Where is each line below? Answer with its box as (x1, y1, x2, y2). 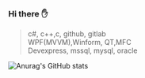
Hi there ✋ (8, 8, 48, 19)
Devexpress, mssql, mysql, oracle (27, 46, 138, 55)
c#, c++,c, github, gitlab (27, 29, 107, 39)
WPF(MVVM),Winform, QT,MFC (27, 38, 132, 47)
